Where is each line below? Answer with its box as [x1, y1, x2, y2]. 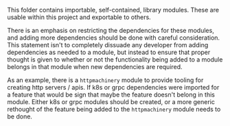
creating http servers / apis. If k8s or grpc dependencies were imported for [7, 84, 220, 91]
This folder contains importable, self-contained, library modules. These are [7, 6, 220, 14]
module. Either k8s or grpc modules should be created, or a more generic [7, 98, 215, 105]
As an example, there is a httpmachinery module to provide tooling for [7, 76, 204, 84]
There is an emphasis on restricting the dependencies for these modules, [7, 27, 214, 34]
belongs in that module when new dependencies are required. [7, 63, 183, 71]
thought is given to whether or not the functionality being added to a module [7, 55, 223, 64]
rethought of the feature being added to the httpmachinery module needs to [7, 105, 221, 113]
